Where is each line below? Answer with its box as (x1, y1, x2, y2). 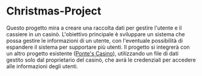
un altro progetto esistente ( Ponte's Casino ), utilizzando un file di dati (6, 49, 179, 57)
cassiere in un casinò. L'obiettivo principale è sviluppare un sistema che (6, 30, 186, 37)
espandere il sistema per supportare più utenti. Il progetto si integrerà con (6, 43, 191, 51)
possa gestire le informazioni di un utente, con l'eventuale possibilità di (6, 37, 183, 44)
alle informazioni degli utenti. (6, 62, 79, 70)
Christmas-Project (6, 4, 102, 18)
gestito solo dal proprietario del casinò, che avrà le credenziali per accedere (6, 56, 197, 63)
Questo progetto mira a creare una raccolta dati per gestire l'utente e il (6, 24, 182, 31)
